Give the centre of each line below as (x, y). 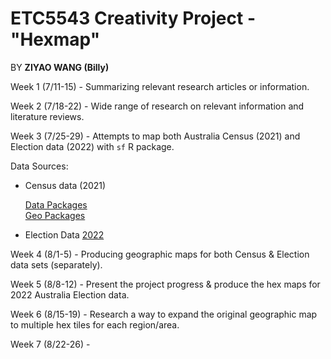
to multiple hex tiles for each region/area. (95, 324)
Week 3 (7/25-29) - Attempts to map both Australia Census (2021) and (155, 136)
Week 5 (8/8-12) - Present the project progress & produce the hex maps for (165, 284)
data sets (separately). (56, 264)
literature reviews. (47, 116)
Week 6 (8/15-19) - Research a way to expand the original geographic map (164, 314)
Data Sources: (39, 166)
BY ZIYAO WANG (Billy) (60, 67)
